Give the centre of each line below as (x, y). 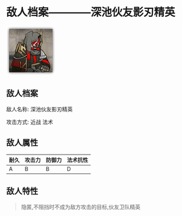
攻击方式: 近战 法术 (30, 122)
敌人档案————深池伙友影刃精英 (91, 12)
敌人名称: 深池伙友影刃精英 (39, 109)
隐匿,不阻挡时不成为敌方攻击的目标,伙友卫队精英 (80, 207)
